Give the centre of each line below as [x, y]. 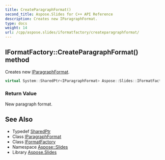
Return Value [21, 93]
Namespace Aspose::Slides [40, 147]
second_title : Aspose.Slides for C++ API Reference [59, 14]
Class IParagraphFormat [37, 136]
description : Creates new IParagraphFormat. [51, 19]
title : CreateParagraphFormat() [38, 10]
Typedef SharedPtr [31, 131]
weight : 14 [16, 28]
